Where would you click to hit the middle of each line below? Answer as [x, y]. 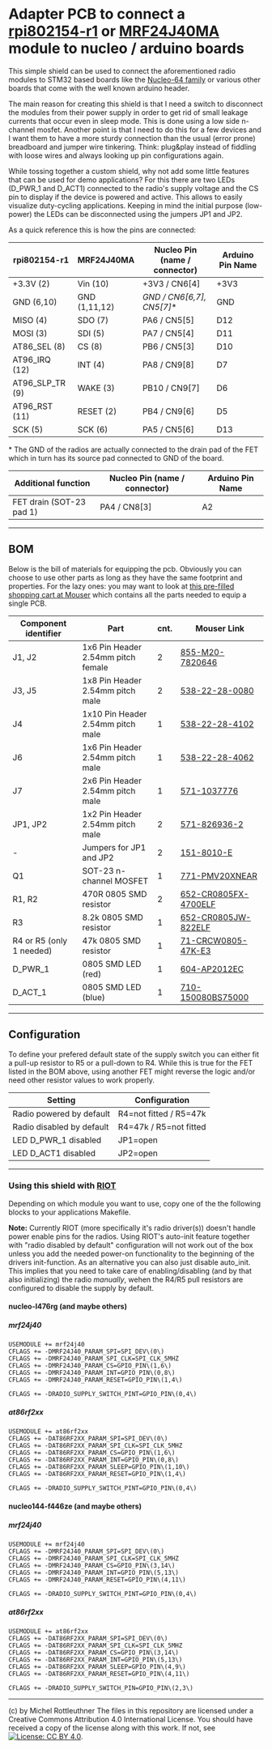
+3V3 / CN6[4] [171, 283]
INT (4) [91, 364]
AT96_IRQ [32, 360]
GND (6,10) [35, 302]
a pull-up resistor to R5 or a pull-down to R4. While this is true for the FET [131, 1062]
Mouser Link [220, 628]
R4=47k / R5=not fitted [162, 1126]
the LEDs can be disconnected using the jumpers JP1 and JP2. [138, 214]
